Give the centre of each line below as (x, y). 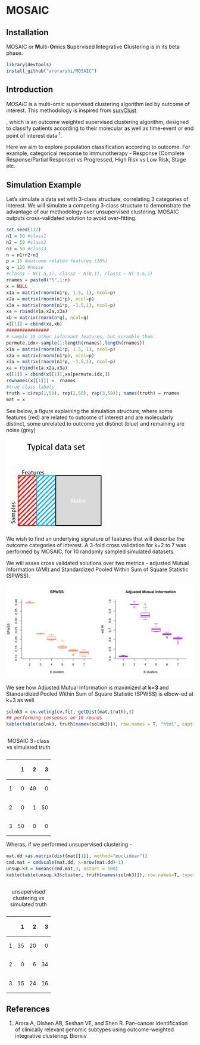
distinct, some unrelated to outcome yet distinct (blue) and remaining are (95, 423)
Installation (27, 32)
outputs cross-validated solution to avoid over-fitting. (71, 218)
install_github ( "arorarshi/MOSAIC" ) (51, 71)
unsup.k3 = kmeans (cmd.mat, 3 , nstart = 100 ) (62, 869)
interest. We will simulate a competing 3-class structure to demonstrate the (98, 206)
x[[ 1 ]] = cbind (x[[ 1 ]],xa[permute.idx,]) (58, 374)
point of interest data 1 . (34, 135)
